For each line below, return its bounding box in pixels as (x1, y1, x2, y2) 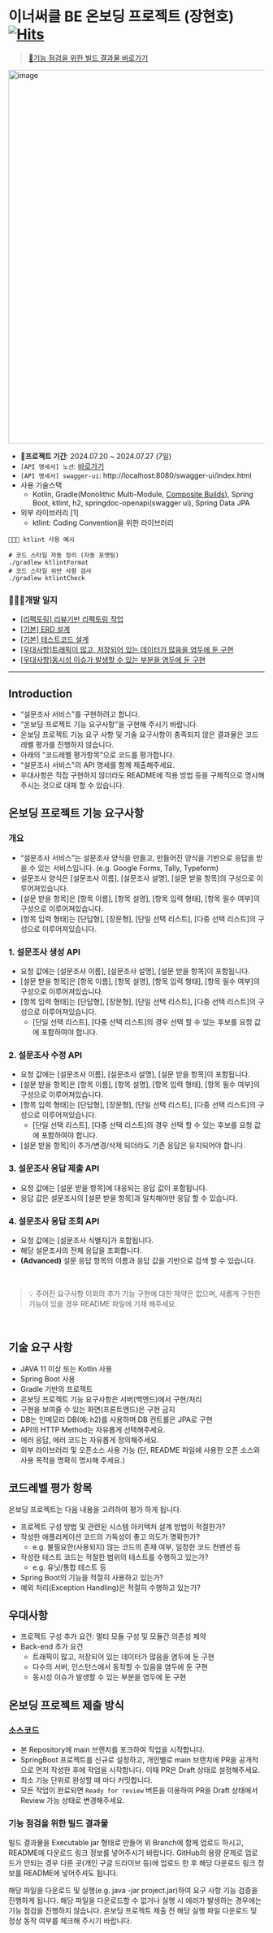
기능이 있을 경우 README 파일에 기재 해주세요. (28, 1298, 177, 1308)
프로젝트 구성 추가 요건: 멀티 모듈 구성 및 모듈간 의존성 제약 (19, 1632, 207, 1641)
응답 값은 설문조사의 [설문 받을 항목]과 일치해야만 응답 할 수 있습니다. (19, 1193, 238, 1203)
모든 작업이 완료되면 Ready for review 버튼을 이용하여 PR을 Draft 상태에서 (19, 1785, 258, 1796)
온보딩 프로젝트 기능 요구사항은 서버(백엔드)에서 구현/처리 (19, 1394, 202, 1404)
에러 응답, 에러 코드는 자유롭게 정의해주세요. (19, 1435, 160, 1445)
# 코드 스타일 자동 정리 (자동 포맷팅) (8, 551, 119, 559)
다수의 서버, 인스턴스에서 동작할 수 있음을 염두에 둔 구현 (32, 1662, 209, 1672)
